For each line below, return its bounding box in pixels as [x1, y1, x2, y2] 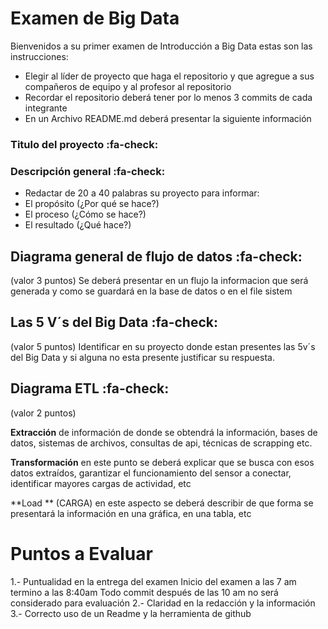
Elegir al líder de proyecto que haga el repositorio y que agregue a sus [24, 70, 315, 82]
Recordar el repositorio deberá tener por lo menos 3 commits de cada [24, 91, 313, 103]
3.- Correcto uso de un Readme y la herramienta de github [10, 607, 252, 619]
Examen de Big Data [10, 7, 180, 30]
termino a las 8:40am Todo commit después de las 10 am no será [10, 586, 279, 598]
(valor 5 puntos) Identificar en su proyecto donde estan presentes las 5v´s [10, 340, 316, 352]
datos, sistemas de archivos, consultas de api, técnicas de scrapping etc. [10, 437, 313, 449]
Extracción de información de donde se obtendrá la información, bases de [10, 426, 318, 438]
